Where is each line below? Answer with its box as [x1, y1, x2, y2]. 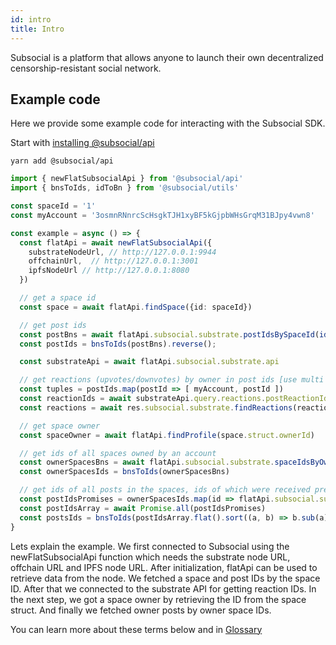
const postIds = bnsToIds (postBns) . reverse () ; [19, 339, 217, 349]
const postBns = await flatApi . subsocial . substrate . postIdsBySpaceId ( [19, 329, 320, 340]
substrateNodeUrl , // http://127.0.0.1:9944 [28, 247, 217, 257]
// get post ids [19, 320, 87, 330]
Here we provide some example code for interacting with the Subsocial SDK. [10, 117, 326, 130]
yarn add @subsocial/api [10, 156, 114, 166]
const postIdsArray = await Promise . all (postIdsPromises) [19, 503, 267, 513]
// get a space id [19, 293, 97, 303]
